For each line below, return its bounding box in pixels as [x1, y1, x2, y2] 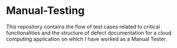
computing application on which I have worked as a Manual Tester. [6, 35, 167, 42]
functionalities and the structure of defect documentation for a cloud [6, 29, 172, 36]
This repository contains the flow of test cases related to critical [6, 23, 160, 30]
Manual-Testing [6, 4, 85, 17]
